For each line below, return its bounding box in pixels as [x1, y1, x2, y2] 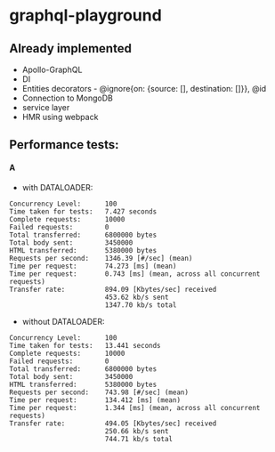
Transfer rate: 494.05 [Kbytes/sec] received [9, 419, 217, 428]
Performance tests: [9, 137, 119, 152]
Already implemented [9, 41, 132, 56]
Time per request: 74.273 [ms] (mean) [9, 262, 177, 270]
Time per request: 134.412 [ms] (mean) [9, 395, 181, 405]
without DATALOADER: [21, 316, 105, 327]
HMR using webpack [21, 112, 99, 122]
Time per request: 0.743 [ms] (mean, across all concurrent [9, 269, 261, 278]
